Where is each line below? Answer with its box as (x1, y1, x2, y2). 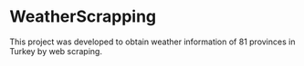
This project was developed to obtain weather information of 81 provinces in (9, 36, 296, 47)
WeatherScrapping (9, 6, 157, 27)
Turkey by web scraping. (9, 45, 103, 56)
